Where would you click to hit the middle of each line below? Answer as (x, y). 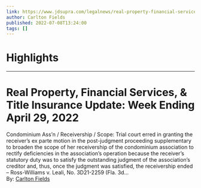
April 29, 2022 (42, 118)
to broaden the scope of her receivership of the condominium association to (100, 147)
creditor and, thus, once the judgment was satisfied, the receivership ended (100, 166)
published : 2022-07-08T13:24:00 (46, 23)
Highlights (32, 58)
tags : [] (17, 28)
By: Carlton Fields (28, 179)
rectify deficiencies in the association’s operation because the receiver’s (95, 153)
